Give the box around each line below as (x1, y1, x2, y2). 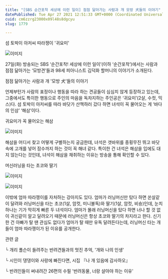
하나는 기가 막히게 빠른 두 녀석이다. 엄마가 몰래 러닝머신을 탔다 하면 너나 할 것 (5, 207, 156, 213)
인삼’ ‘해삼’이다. (10, 107, 41, 113)
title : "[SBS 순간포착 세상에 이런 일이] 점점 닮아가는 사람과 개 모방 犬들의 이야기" (5, 7, 161, 12)
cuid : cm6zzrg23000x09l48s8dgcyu (5, 16, 75, 21)
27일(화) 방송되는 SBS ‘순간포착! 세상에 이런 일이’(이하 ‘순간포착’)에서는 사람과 (5, 61, 158, 67)
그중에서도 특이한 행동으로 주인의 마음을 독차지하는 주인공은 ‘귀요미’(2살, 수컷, (5, 95, 157, 101)
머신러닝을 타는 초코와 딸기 (5, 162, 57, 168)
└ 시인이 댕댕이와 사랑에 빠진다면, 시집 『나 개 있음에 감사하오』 (5, 257, 130, 263)
